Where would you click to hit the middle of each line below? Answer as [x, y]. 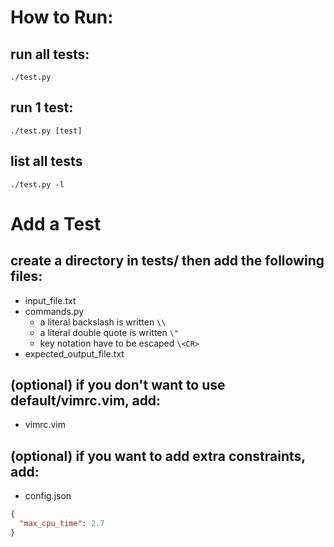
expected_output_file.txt [74, 353]
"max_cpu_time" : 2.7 [62, 524]
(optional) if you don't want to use [118, 385]
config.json [48, 496]
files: [26, 276]
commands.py [54, 311]
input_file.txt [50, 300]
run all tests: [50, 54]
